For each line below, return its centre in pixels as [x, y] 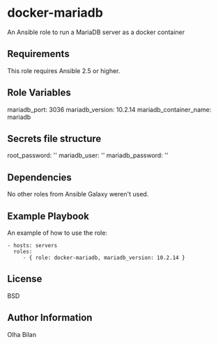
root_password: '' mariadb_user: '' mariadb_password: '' [88, 155]
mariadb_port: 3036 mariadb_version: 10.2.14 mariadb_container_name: [109, 109]
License [25, 279]
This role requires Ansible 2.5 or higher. [64, 70]
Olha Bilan [22, 334]
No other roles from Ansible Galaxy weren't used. [78, 194]
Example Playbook [48, 216]
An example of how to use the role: [57, 233]
